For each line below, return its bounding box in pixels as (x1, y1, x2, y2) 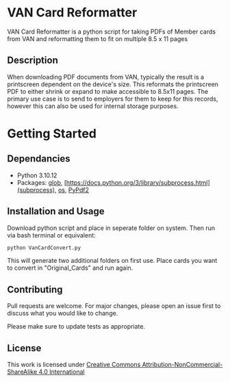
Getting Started (7, 125, 97, 141)
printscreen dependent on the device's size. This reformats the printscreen (7, 80, 219, 88)
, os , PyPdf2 (54, 186, 90, 194)
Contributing (7, 283, 63, 295)
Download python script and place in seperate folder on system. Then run (7, 224, 216, 232)
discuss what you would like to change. (7, 309, 118, 318)
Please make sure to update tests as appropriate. (7, 322, 146, 331)
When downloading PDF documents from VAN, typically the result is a (7, 73, 204, 81)
